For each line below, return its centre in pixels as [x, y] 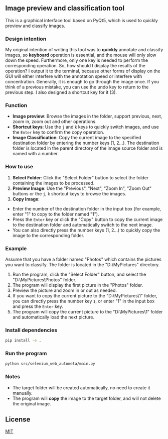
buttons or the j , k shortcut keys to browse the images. [69, 193]
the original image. [32, 403]
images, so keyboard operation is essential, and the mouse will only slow [81, 55]
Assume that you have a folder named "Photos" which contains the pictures [83, 259]
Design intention [26, 39]
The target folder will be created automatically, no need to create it [81, 388]
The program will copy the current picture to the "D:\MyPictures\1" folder [88, 312]
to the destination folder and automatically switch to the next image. [82, 225]
